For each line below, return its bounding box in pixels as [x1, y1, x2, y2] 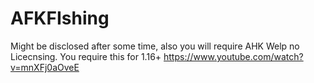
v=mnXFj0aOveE [10, 61, 80, 73]
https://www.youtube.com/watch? [163, 50, 304, 62]
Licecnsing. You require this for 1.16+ [10, 50, 162, 62]
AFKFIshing [10, 7, 110, 30]
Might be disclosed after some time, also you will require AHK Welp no [10, 40, 300, 52]
